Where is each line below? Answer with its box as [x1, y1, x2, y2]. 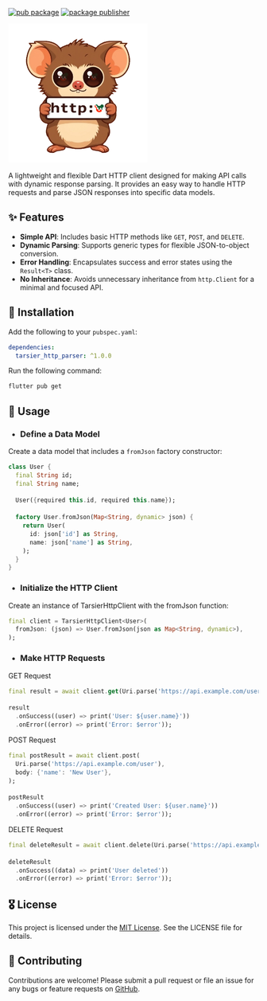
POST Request [8, 735, 56, 745]
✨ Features [8, 211, 64, 225]
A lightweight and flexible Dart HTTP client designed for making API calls [8, 171, 247, 180]
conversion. [19, 248, 59, 258]
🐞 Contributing [8, 954, 83, 968]
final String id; [15, 471, 73, 479]
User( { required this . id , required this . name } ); [15, 496, 176, 505]
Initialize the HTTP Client [19, 582, 118, 593]
